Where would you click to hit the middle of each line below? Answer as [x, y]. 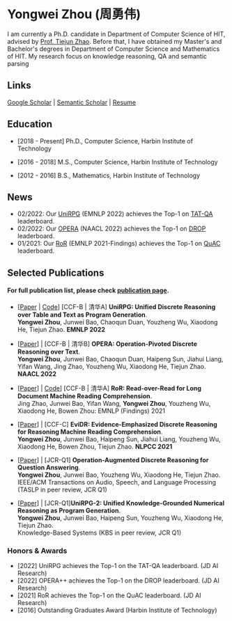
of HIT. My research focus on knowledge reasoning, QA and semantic [107, 56]
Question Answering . [49, 467]
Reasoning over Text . [48, 352]
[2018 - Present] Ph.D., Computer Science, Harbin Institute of [105, 141]
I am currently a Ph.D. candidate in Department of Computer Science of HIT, [116, 34]
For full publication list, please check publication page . [88, 290]
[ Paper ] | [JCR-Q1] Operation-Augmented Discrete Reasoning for [113, 459]
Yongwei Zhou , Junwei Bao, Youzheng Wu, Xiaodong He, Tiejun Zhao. [119, 475]
